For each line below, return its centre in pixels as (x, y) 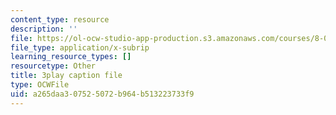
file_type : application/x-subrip (80, 47)
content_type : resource (60, 19)
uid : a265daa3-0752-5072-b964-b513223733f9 (102, 94)
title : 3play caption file (66, 76)
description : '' (44, 29)
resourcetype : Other (53, 66)
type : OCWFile (40, 85)
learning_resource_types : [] (71, 57)
